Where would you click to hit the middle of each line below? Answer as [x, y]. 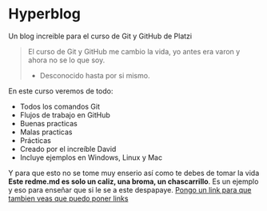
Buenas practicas [48, 123]
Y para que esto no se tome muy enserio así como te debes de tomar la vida [134, 173]
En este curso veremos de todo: [61, 91]
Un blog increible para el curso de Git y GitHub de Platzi [100, 36]
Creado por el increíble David [68, 149]
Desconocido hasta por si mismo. [95, 75]
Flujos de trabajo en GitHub [65, 115]
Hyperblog [45, 14]
